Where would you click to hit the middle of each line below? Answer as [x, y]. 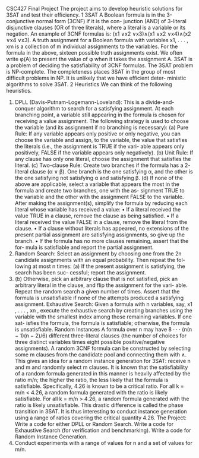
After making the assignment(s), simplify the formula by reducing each [101, 203]
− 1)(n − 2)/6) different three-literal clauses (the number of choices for [101, 336]
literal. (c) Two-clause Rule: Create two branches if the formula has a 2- [102, 165]
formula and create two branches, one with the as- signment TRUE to [100, 190]
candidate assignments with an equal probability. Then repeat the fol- [100, 260]
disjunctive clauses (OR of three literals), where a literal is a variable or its [96, 27]
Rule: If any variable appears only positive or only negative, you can [98, 134]
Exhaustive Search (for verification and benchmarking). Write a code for [103, 430]
